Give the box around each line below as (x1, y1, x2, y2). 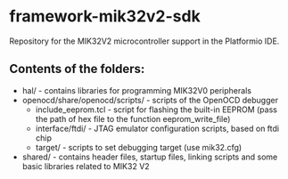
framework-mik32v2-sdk (9, 6, 201, 27)
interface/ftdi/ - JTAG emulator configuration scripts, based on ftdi (35, 123, 279, 134)
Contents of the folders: (9, 61, 145, 77)
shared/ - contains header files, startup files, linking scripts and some (21, 151, 278, 162)
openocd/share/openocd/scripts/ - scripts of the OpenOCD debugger (21, 94, 279, 105)
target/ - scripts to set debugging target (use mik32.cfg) (35, 142, 243, 152)
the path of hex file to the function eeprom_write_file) (35, 113, 231, 124)
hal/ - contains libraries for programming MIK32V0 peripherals (21, 85, 252, 95)
